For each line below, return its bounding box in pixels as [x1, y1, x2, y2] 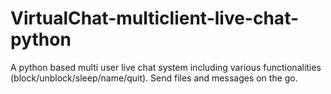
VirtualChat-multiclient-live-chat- [10, 7, 300, 30]
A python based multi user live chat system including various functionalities [10, 61, 322, 73]
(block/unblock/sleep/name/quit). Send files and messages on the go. [10, 72, 298, 84]
